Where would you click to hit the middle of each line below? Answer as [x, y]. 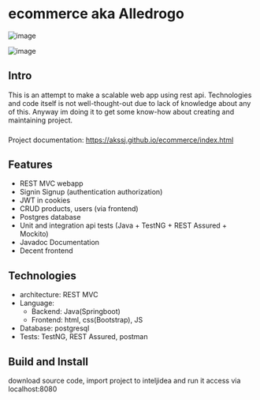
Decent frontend [46, 251]
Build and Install [48, 362]
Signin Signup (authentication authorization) [91, 192]
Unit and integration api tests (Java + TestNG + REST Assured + [123, 225]
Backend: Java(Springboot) [76, 311]
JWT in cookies [45, 200]
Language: [37, 303]
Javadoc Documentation [59, 243]
